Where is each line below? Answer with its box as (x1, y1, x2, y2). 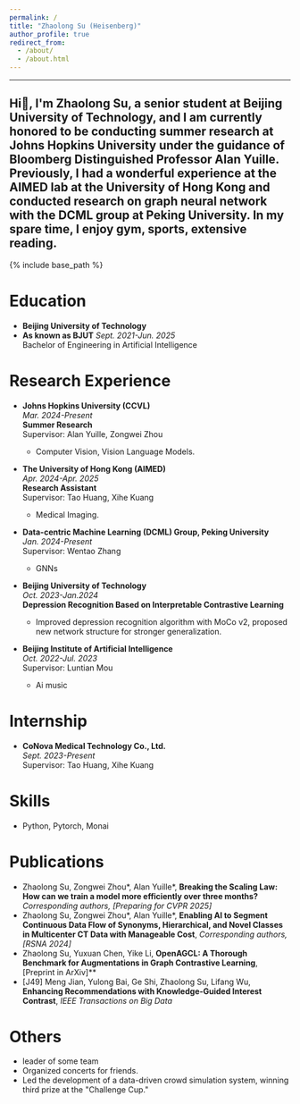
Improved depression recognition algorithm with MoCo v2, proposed (35, 616, 288, 627)
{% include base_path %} (9, 259, 104, 270)
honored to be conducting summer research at (9, 124, 274, 139)
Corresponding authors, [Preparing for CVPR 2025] (21, 900, 212, 911)
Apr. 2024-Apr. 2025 (21, 473, 99, 484)
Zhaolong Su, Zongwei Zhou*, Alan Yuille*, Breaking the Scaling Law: (21, 881, 279, 892)
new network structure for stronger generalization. (35, 626, 221, 636)
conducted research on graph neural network (9, 194, 268, 209)
